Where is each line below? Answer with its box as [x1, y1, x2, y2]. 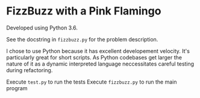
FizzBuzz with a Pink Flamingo [6, 4, 161, 18]
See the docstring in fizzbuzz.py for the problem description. [6, 35, 158, 43]
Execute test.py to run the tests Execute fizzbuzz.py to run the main [6, 78, 177, 85]
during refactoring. [6, 66, 53, 73]
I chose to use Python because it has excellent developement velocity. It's [6, 47, 190, 55]
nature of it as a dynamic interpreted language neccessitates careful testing [6, 60, 195, 67]
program [6, 84, 28, 91]
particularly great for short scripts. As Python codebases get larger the [6, 54, 183, 61]
